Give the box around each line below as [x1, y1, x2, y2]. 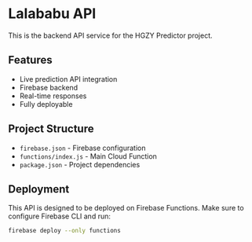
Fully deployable [19, 99, 73, 108]
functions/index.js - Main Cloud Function [19, 151, 157, 161]
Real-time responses [19, 91, 87, 101]
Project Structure [8, 123, 94, 136]
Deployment [8, 182, 70, 196]
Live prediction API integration [19, 74, 118, 83]
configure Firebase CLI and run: [8, 211, 111, 221]
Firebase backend [19, 82, 79, 92]
